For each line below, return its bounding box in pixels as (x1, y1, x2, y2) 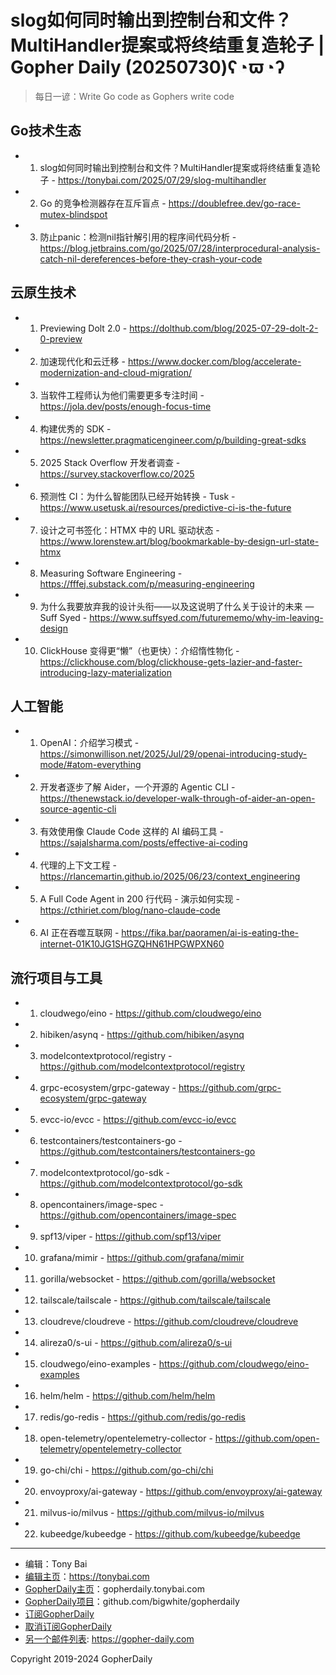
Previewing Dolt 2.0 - (39, 322, 128, 334)
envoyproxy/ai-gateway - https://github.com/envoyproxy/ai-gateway (39, 1486, 323, 1498)
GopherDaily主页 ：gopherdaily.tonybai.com (24, 1583, 205, 1595)
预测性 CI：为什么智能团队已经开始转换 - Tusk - (39, 490, 236, 502)
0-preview (39, 332, 83, 345)
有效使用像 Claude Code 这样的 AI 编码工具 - (39, 826, 224, 838)
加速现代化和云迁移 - (39, 355, 126, 367)
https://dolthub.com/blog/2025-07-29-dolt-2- (129, 322, 319, 334)
